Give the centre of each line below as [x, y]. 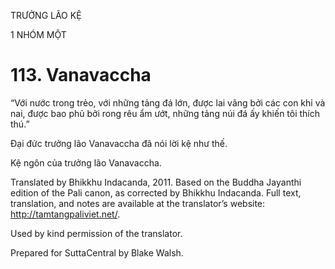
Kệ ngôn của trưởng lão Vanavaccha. [86, 162]
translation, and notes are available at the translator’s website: [138, 203]
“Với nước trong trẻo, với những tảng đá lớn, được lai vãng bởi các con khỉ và [168, 102]
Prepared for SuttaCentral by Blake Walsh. [97, 252]
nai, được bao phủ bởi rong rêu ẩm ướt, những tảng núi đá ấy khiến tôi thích [165, 113]
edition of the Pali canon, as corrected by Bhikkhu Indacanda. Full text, [156, 192]
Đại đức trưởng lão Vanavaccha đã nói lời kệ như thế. [119, 143]
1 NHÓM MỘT [38, 34]
